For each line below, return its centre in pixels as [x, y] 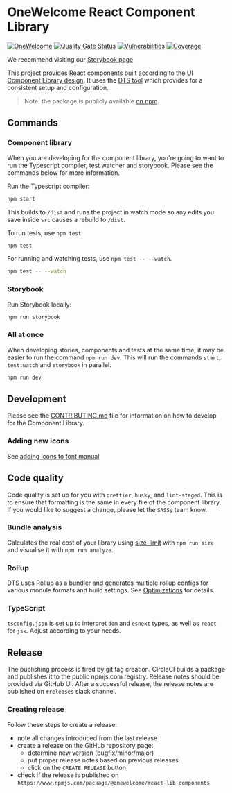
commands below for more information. [63, 172]
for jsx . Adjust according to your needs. [64, 631]
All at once [25, 335]
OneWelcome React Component [101, 12]
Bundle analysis [35, 527]
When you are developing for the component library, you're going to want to [116, 157]
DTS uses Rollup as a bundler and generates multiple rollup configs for [108, 583]
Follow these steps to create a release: [62, 724]
